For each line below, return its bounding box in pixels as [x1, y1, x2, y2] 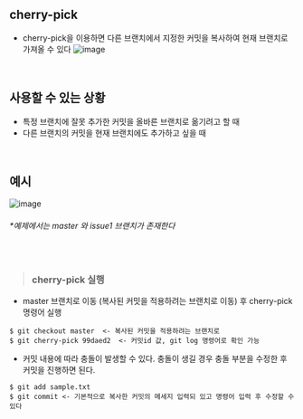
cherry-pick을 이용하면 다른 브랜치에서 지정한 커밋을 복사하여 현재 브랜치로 [22, 32, 289, 43]
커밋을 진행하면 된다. [22, 364, 96, 375]
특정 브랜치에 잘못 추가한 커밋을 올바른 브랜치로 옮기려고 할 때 [22, 116, 240, 127]
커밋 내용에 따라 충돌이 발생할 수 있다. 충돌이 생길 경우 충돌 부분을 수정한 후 [22, 353, 288, 364]
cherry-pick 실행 [31, 273, 105, 286]
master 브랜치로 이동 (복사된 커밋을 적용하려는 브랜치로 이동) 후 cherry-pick [22, 295, 293, 306]
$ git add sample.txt [9, 382, 91, 392]
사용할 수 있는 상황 [9, 90, 106, 106]
